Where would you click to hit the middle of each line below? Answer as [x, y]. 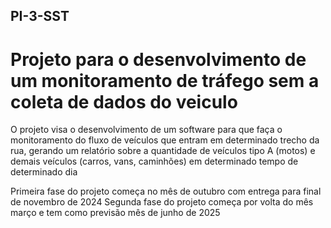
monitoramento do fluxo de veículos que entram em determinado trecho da [165, 140]
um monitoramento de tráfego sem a [165, 80]
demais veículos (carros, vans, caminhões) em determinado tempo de [154, 161]
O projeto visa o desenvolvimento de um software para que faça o [146, 130]
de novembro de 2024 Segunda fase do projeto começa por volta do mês [162, 202]
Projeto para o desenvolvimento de [158, 59]
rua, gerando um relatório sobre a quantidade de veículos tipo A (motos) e [163, 151]
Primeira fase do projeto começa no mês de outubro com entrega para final [166, 191]
